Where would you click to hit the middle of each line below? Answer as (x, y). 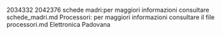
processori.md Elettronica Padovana (58, 24)
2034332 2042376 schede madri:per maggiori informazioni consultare (108, 10)
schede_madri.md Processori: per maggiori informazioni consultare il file (111, 17)
